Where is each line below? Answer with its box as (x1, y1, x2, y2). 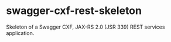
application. (6, 29, 35, 36)
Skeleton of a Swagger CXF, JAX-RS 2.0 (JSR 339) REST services (6, 23, 165, 30)
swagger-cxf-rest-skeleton (6, 4, 142, 17)
